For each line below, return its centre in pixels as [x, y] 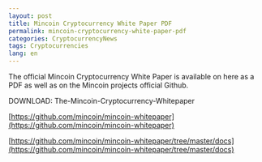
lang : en [23, 53]
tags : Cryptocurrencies [49, 46]
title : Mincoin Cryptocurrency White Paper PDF [90, 23]
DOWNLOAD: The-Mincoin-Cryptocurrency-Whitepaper [101, 101]
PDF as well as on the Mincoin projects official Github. [99, 85]
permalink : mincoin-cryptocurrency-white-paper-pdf [97, 31]
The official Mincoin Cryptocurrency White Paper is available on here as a [131, 77]
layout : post [30, 16]
